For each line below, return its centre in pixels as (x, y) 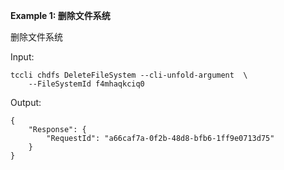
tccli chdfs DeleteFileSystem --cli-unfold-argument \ (129, 75)
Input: (22, 57)
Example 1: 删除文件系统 (60, 15)
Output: (26, 102)
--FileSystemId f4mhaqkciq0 (86, 84)
